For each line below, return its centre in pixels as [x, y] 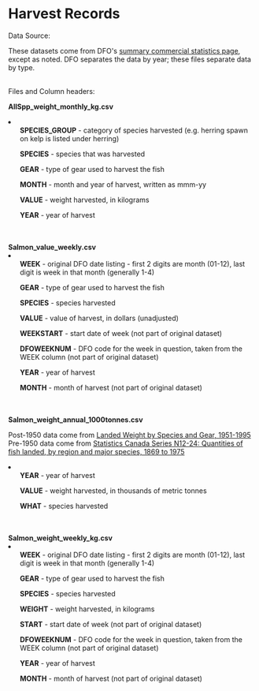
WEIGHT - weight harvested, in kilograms [87, 609]
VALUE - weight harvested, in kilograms [84, 200]
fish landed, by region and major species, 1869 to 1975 [96, 451]
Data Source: [30, 35]
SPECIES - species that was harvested [82, 154]
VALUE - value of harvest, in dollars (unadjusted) [99, 318]
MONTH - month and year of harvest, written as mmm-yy [113, 184]
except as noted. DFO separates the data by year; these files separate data [130, 59]
